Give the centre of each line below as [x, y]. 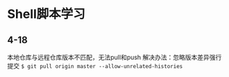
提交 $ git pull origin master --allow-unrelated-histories [95, 66]
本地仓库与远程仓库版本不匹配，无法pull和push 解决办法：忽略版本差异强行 [114, 57]
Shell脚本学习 [46, 14]
